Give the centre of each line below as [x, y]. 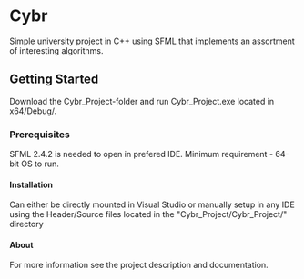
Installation [31, 184]
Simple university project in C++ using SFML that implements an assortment [152, 41]
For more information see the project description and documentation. [139, 265]
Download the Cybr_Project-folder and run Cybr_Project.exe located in [142, 101]
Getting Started [54, 80]
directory [26, 224]
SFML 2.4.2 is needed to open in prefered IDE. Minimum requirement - [142, 154]
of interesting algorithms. [56, 50]
